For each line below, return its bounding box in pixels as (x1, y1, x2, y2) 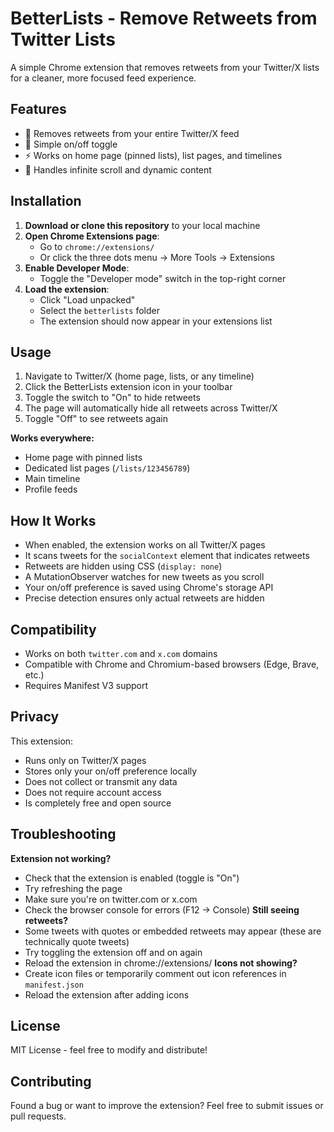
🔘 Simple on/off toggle (24, 138, 118, 150)
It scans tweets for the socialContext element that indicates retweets (24, 550, 310, 562)
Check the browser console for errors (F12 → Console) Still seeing (24, 903, 300, 916)
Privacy (10, 708, 60, 726)
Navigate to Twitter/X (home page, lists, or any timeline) (24, 370, 255, 382)
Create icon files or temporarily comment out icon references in (24, 967, 287, 979)
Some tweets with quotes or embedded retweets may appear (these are (24, 925, 322, 937)
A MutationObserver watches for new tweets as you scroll (24, 571, 265, 583)
